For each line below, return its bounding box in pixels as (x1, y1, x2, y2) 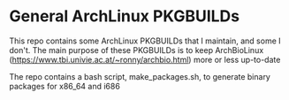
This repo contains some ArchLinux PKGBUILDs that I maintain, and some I (9, 35, 281, 46)
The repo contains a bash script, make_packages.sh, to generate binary (9, 71, 271, 81)
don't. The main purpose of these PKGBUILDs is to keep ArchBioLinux (9, 44, 264, 55)
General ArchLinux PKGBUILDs (9, 6, 240, 27)
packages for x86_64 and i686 (9, 81, 121, 91)
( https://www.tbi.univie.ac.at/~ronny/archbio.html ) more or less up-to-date (9, 54, 281, 65)
